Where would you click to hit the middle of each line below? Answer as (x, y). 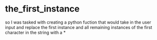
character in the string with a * (35, 32)
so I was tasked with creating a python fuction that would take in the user (78, 22)
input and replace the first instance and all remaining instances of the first (79, 27)
